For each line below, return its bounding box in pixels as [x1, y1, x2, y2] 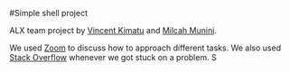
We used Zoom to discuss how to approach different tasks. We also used [9, 42, 282, 53]
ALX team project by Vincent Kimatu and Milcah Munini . [9, 25, 217, 35]
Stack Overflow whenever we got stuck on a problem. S [9, 52, 217, 62]
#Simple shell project [9, 8, 89, 18]
